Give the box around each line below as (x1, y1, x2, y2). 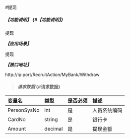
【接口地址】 (5, 62, 31, 68)
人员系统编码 (92, 107, 123, 114)
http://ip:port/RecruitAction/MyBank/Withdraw (5, 71, 100, 77)
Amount (7, 126, 26, 133)
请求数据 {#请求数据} (17, 83, 61, 89)
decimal (44, 126, 63, 133)
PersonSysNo (7, 107, 40, 114)
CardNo (7, 116, 26, 123)
